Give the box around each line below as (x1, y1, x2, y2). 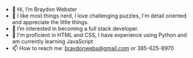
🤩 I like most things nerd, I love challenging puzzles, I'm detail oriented (11, 12, 187, 19)
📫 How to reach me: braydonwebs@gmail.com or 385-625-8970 (11, 45, 174, 51)
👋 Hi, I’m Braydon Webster (11, 6, 77, 13)
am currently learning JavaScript (11, 38, 93, 45)
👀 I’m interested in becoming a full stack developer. (11, 25, 139, 32)
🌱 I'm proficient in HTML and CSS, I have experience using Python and (11, 31, 188, 39)
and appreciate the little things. (11, 19, 89, 25)
